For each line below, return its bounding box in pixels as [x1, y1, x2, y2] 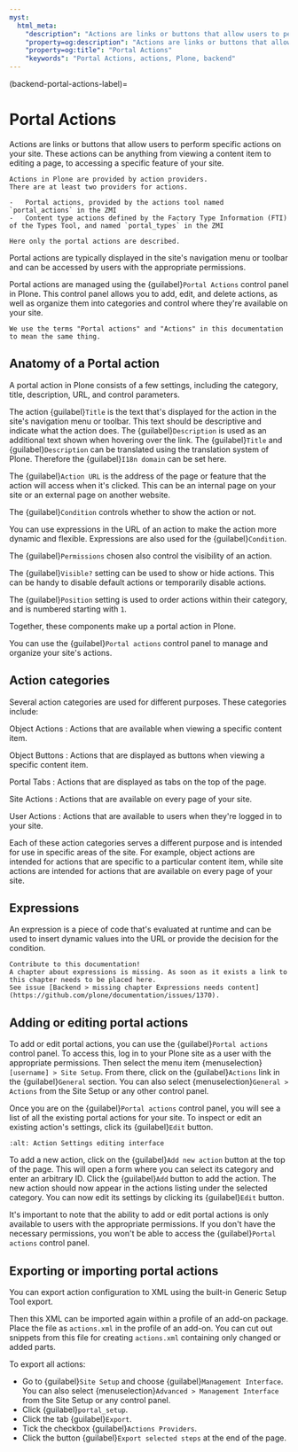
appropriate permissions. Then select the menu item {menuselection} [9, 1058, 263, 1068]
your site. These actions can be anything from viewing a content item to [9, 148, 272, 159]
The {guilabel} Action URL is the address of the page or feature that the [9, 471, 267, 481]
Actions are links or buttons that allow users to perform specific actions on [9, 138, 282, 149]
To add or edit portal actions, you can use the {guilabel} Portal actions [9, 1039, 269, 1050]
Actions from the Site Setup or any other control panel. [9, 1086, 209, 1097]
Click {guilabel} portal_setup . [21, 1404, 129, 1415]
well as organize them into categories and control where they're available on [9, 298, 288, 308]
